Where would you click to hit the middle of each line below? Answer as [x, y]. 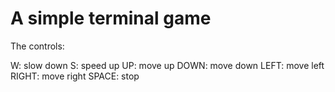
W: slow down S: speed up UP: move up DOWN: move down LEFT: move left [167, 65]
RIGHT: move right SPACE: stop [75, 76]
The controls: [37, 46]
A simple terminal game [111, 18]
